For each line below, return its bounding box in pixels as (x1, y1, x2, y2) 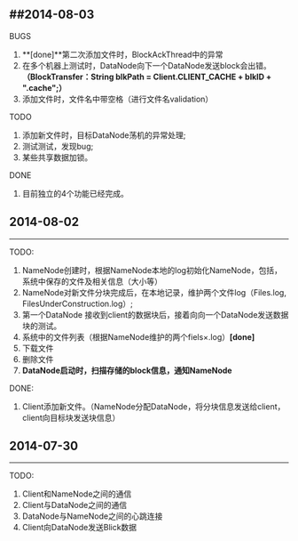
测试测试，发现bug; (21, 141, 94, 151)
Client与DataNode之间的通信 (21, 500, 127, 511)
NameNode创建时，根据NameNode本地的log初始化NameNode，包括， (21, 264, 282, 275)
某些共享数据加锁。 (21, 151, 93, 163)
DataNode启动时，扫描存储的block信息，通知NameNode (21, 365, 232, 375)
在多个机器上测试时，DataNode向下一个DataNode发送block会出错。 (21, 60, 272, 70)
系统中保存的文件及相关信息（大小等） (21, 276, 162, 287)
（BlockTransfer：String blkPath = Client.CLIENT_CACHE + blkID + (21, 71, 272, 82)
